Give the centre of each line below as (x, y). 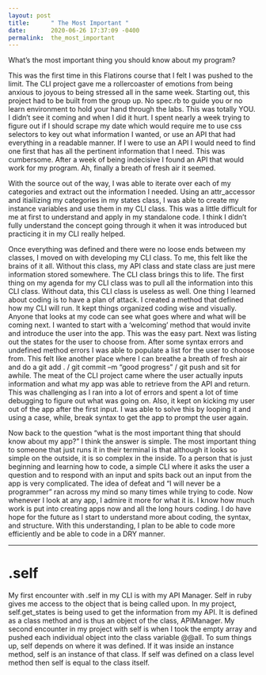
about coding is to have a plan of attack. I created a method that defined (126, 300)
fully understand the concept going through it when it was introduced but (127, 226)
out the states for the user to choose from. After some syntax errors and (126, 342)
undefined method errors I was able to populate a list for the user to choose (131, 350)
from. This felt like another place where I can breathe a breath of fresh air (128, 359)
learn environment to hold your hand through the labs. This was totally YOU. (132, 109)
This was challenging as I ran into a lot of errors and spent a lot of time (123, 392)
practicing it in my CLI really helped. (67, 234)
